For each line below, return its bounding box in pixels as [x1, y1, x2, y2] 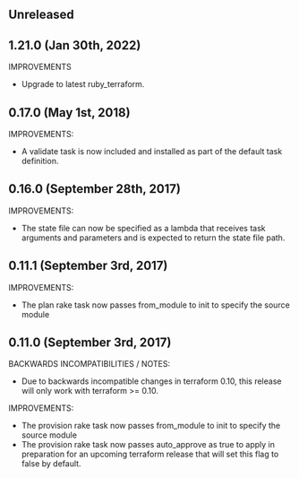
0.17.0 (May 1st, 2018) [8, 105, 131, 120]
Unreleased [8, 7, 75, 22]
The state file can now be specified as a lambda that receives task [21, 222, 266, 233]
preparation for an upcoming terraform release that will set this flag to [21, 448, 279, 460]
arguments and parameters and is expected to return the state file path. [21, 232, 286, 243]
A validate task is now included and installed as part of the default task [21, 146, 283, 157]
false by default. [21, 458, 81, 469]
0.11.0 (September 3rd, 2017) [8, 335, 172, 351]
